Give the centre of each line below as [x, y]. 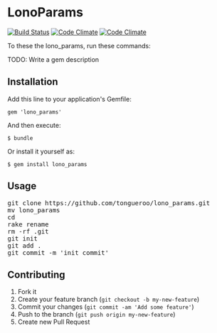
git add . [24, 245]
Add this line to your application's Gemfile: [69, 99]
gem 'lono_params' [35, 112]
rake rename [28, 224]
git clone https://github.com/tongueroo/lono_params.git [109, 203]
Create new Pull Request [54, 322]
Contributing [36, 274]
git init [22, 238]
